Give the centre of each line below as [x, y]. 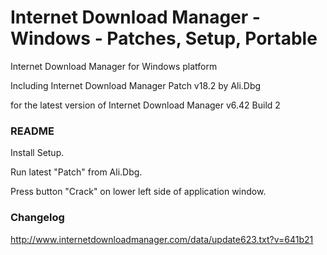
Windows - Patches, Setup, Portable [164, 38]
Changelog [37, 218]
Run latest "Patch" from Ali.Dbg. [76, 172]
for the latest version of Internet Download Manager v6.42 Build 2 [145, 105]
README [32, 131]
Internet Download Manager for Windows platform [114, 66]
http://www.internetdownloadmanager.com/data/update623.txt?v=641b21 [162, 239]
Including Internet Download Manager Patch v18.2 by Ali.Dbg [136, 85]
